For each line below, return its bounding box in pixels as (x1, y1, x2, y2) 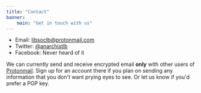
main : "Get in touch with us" (17, 20, 93, 26)
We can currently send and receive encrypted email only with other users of (6, 61, 195, 68)
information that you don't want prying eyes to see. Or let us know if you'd (6, 73, 190, 81)
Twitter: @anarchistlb (14, 43, 68, 50)
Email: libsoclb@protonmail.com (14, 37, 95, 44)
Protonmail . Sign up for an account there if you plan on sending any (6, 67, 173, 74)
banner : (6, 14, 26, 20)
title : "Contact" (6, 8, 50, 15)
